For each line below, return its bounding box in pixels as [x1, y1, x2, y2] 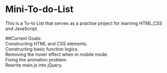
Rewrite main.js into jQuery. [5, 62, 63, 68]
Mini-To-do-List [5, 4, 74, 15]
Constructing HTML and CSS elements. [5, 40, 88, 46]
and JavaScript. [5, 25, 38, 31]
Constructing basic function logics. [5, 46, 79, 52]
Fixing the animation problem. [5, 56, 68, 62]
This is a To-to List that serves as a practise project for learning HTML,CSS [5, 20, 162, 26]
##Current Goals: [5, 35, 42, 41]
